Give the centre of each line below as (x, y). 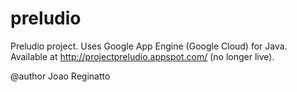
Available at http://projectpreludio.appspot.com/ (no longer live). (142, 56)
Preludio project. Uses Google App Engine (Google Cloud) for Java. (149, 46)
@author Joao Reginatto (60, 76)
